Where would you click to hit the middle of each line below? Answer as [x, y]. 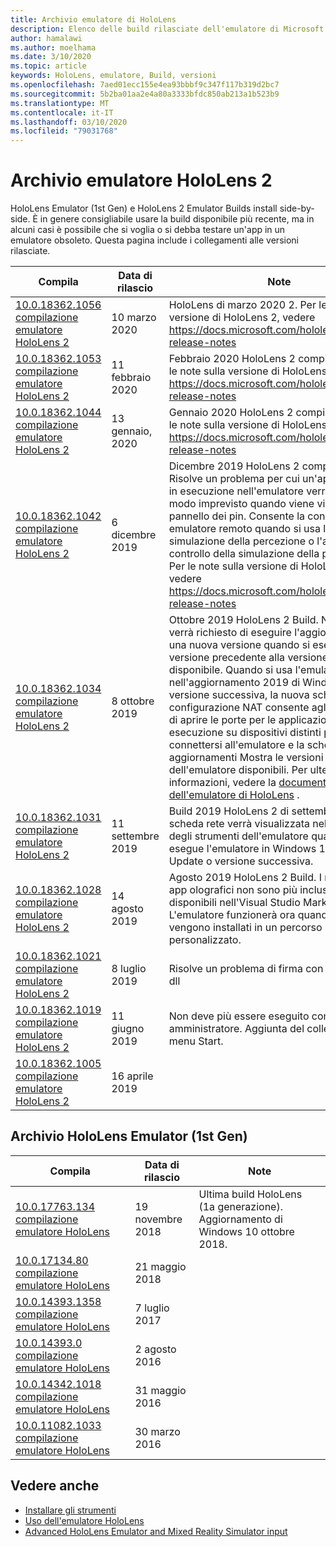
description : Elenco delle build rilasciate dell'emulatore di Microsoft [167, 29]
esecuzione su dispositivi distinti [245, 733]
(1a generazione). [240, 1206]
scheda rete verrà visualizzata [239, 824]
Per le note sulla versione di [233, 566]
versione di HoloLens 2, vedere [242, 318]
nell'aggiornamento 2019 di [234, 683]
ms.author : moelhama [53, 47]
